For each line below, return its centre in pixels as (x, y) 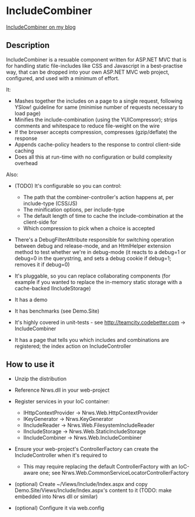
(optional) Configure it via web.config (59, 508)
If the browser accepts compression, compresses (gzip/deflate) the (95, 132)
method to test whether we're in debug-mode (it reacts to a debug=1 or (100, 252)
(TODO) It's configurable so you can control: (68, 186)
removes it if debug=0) (42, 264)
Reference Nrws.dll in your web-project (62, 390)
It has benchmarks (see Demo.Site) (57, 311)
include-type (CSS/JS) (50, 203)
